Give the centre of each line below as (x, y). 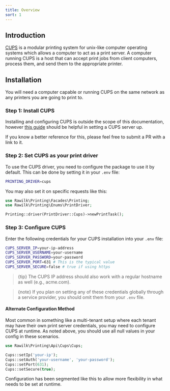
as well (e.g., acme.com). (44, 282)
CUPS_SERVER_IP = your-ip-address (39, 248)
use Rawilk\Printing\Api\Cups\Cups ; (44, 346)
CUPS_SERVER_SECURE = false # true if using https (58, 267)
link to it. (14, 143)
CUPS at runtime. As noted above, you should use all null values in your (80, 331)
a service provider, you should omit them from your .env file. (81, 297)
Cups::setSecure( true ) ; (31, 369)
